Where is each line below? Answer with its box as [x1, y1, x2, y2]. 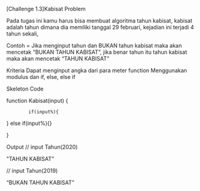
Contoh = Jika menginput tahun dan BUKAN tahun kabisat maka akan [6, 42, 182, 49]
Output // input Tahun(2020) [6, 143, 78, 151]
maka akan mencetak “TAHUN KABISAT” [6, 55, 109, 62]
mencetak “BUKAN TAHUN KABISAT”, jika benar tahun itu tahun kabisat [6, 48, 187, 56]
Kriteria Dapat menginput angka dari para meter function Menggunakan [6, 67, 187, 74]
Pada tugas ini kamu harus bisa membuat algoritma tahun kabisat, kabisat [6, 17, 193, 24]
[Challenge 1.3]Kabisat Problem [6, 6, 86, 12]
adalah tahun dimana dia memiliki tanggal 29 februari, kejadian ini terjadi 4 [6, 24, 194, 31]
